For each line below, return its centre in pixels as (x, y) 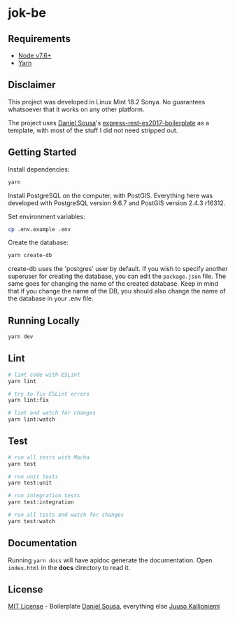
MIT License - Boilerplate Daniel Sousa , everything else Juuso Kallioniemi (114, 606)
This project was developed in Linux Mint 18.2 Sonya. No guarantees (107, 102)
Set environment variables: (47, 216)
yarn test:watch (31, 521)
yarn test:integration (41, 502)
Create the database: (38, 242)
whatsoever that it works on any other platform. (76, 109)
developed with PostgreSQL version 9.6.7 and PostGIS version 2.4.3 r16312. (117, 203)
